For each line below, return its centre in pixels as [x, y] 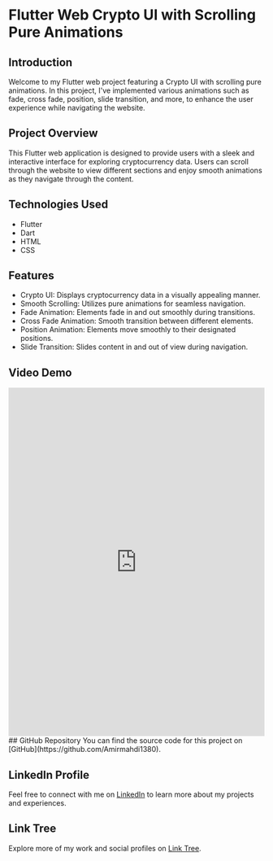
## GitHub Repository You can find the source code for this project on [126, 741]
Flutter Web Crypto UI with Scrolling [132, 15]
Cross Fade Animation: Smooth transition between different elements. [136, 321]
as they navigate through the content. [71, 179]
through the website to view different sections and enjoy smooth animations [135, 170]
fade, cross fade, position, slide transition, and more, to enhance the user [131, 99]
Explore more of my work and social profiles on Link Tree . [105, 848]
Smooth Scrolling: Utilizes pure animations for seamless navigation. [133, 304]
